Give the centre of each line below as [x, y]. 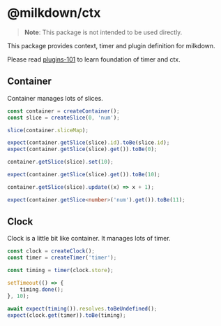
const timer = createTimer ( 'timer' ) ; [62, 258]
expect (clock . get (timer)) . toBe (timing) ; [67, 315]
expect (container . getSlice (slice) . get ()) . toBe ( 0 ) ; [82, 149]
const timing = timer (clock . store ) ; [60, 271]
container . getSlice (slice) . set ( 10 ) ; [60, 162]
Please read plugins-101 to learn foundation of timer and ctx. [94, 59]
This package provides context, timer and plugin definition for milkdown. [111, 45]
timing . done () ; [42, 289]
